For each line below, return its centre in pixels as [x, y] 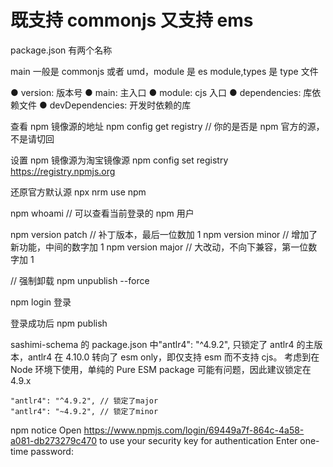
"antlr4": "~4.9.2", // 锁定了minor [84, 411]
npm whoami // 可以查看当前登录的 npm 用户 [102, 213]
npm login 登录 [41, 302]
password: [52, 451]
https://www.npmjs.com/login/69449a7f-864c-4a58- [194, 430]
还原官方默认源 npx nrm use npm [78, 192]
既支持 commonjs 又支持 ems [132, 20]
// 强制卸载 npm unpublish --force [80, 280]
